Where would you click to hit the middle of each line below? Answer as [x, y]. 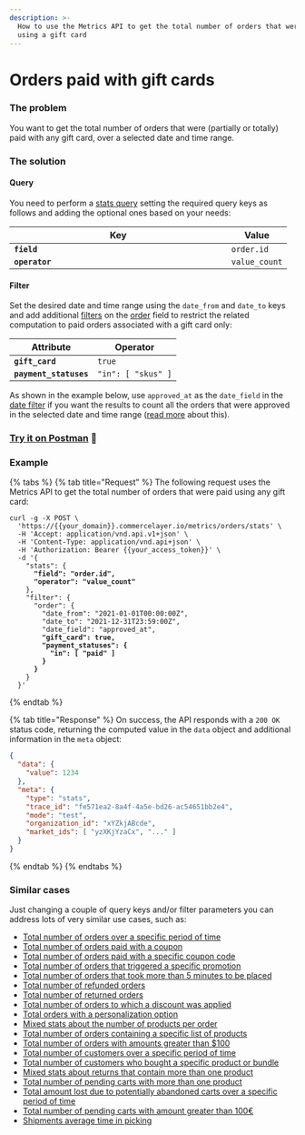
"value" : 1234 [52, 773]
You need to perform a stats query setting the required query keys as [138, 203]
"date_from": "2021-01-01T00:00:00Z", [115, 614]
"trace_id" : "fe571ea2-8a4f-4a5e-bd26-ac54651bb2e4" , [129, 807]
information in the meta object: [66, 739]
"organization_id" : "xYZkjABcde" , [91, 824]
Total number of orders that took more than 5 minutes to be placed [147, 976]
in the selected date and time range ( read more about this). [119, 415]
